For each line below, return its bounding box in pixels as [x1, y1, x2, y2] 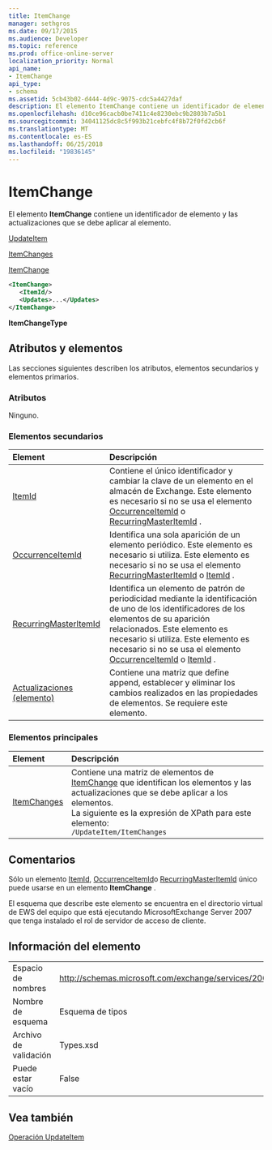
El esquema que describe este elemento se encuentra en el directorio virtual [8, 899, 263, 908]
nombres [12, 983, 47, 994]
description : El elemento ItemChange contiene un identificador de [8, 102, 241, 110]
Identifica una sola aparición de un [108, 529, 240, 540]
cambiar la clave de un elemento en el [108, 475, 253, 487]
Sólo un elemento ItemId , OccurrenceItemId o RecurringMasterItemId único [8, 874, 257, 884]
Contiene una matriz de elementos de [71, 766, 215, 778]
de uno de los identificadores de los [108, 603, 245, 615]
